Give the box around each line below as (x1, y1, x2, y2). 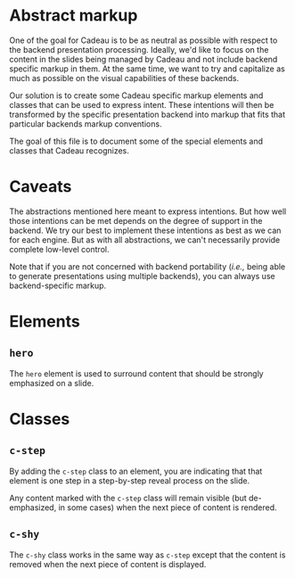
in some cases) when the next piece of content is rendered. (58, 501, 278, 513)
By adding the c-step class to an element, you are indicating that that (9, 466, 263, 476)
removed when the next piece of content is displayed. (9, 558, 207, 569)
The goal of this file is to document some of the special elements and (9, 136, 264, 146)
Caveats (9, 177, 72, 197)
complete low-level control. (9, 244, 110, 254)
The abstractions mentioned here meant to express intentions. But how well (9, 206, 287, 217)
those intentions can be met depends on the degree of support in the (9, 215, 263, 226)
